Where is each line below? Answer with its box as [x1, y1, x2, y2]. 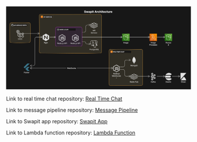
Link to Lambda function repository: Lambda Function [6, 129, 136, 136]
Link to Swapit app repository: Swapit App [6, 117, 108, 124]
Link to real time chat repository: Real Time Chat [6, 95, 123, 102]
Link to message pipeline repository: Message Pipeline [6, 106, 138, 113]
